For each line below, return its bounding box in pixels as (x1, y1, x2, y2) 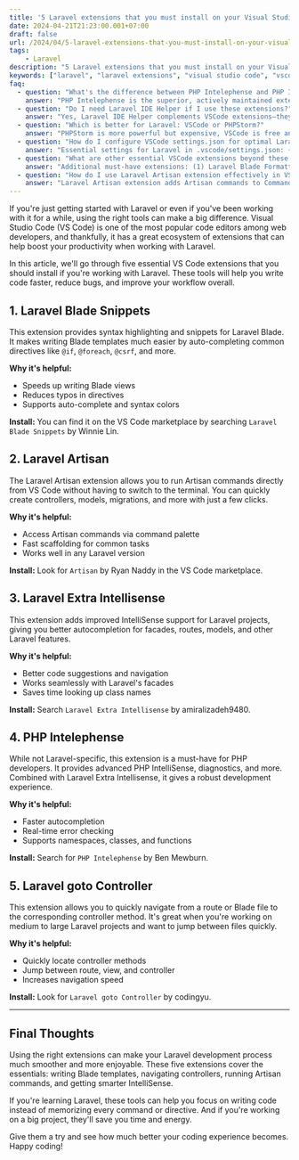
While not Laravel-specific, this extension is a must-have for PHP (9, 754, 247, 764)
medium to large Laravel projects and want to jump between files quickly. (9, 921, 278, 932)
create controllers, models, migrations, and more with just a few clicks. (9, 494, 269, 504)
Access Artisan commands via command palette (21, 528, 200, 539)
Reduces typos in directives (21, 389, 125, 400)
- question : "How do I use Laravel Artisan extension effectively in (17, 170, 280, 179)
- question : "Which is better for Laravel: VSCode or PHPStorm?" (17, 121, 265, 130)
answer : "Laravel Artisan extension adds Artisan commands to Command (25, 179, 293, 188)
